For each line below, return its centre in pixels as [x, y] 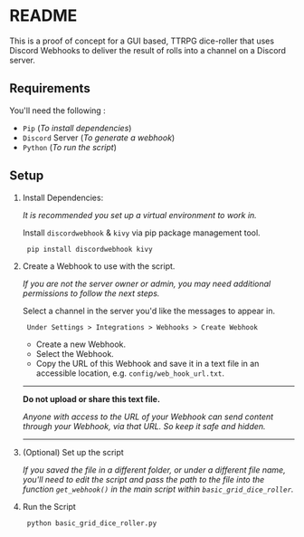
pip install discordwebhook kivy [90, 249]
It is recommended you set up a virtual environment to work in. [140, 215]
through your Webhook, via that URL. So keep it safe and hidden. [144, 426]
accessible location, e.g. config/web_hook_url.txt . [130, 373]
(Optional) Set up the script [73, 452]
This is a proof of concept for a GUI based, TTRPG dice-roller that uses [142, 41]
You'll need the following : [57, 110]
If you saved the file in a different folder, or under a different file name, [154, 470]
